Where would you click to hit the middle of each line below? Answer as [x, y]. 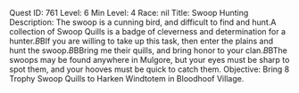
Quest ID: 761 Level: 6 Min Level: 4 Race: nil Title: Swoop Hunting [129, 13]
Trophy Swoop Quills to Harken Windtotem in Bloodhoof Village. [127, 78]
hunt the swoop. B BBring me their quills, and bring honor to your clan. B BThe [148, 50]
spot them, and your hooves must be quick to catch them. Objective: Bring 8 [149, 69]
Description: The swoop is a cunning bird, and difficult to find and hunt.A [143, 22]
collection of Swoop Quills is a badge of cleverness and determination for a [147, 31]
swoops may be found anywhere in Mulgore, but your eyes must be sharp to [149, 60]
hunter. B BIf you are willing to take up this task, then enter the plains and [141, 41]
